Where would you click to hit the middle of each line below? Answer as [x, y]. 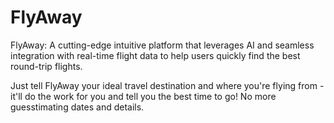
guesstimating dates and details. [77, 107]
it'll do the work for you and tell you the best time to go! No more [143, 96]
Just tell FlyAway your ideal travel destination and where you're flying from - [167, 85]
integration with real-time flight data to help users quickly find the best [155, 55]
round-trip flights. [46, 66]
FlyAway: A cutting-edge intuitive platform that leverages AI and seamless [162, 45]
